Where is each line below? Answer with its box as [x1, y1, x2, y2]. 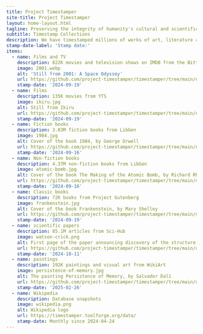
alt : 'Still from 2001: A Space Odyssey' [17, 71, 123, 77]
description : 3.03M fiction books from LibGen [17, 127, 137, 133]
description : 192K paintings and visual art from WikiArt [17, 262, 166, 268]
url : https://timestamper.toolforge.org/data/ [17, 313, 137, 319]
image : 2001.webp [17, 65, 61, 71]
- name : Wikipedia [11, 290, 59, 296]
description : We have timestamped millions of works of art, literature [6, 37, 193, 43]
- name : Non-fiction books [11, 155, 80, 161]
